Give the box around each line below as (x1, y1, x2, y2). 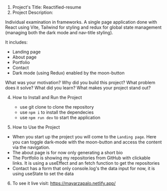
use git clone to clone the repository (19, 104, 94, 110)
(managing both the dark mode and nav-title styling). (5, 30, 113, 35)
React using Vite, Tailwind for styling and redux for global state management (5, 24, 162, 30)
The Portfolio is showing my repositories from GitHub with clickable (12, 155, 151, 161)
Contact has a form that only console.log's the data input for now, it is (12, 166, 155, 171)
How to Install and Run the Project (12, 94, 82, 100)
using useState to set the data (12, 171, 74, 177)
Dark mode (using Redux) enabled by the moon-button (12, 70, 125, 76)
